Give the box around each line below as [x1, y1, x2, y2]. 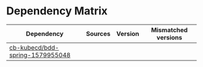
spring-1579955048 [9, 51, 71, 59]
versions [156, 33, 182, 41]
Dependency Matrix [6, 4, 108, 18]
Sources [86, 29, 111, 38]
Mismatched [150, 26, 188, 34]
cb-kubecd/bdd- [9, 43, 59, 51]
